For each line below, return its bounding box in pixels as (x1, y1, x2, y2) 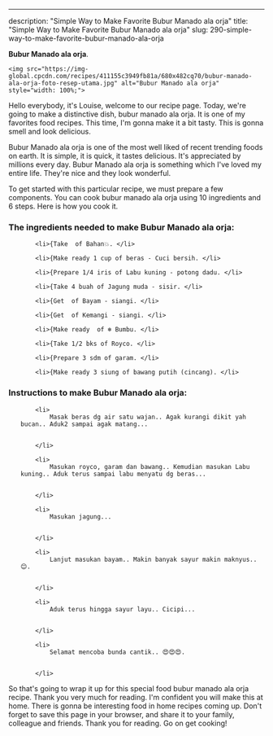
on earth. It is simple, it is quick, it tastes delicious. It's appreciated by (8, 151, 241, 160)
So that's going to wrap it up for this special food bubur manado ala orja (8, 683, 249, 693)
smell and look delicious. (8, 127, 91, 136)
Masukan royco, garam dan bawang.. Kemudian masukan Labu (50, 462, 250, 471)
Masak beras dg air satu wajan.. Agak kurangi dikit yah (50, 413, 246, 421)
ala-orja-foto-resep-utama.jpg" (8, 79, 118, 87)
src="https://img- (26, 65, 89, 73)
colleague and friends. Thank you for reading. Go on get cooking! (8, 718, 227, 728)
